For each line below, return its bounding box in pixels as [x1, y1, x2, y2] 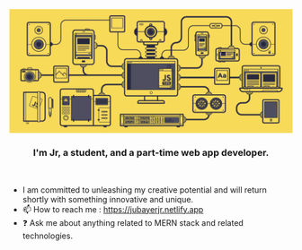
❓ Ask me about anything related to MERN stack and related [22, 217, 244, 228]
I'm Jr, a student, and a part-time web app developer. [32, 147, 270, 159]
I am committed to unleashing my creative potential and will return [22, 184, 268, 195]
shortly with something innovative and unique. [22, 194, 194, 204]
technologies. [22, 230, 74, 241]
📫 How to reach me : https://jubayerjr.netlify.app [22, 203, 204, 214]
